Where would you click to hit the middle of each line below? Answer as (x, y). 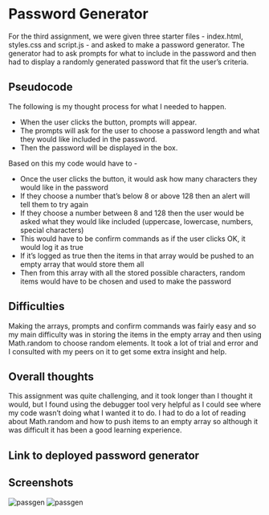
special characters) (52, 230)
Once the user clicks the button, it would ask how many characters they (139, 178)
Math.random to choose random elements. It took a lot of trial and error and (133, 343)
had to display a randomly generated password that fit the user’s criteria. (128, 62)
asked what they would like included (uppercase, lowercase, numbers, (137, 221)
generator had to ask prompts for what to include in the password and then (132, 53)
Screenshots (41, 483)
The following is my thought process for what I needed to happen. (118, 106)
